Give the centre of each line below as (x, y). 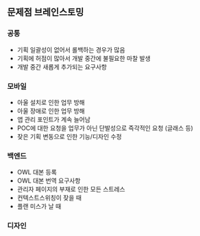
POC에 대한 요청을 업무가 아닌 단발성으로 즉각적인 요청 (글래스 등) (105, 128)
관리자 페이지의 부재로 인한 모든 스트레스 (71, 189)
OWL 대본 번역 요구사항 (49, 181)
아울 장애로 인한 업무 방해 (51, 111)
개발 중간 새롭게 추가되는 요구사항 (62, 66)
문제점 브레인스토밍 (46, 12)
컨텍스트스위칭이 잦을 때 (49, 198)
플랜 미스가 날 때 (39, 207)
